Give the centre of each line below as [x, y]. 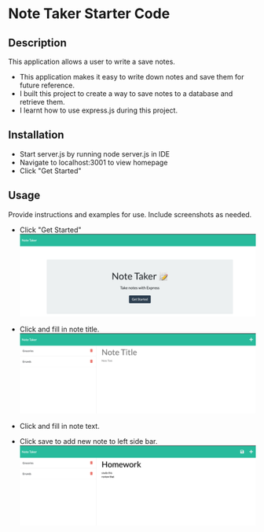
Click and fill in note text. [59, 427]
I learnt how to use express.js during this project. [99, 110]
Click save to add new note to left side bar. [88, 441]
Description [37, 43]
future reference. [47, 85]
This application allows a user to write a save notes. [92, 61]
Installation [36, 135]
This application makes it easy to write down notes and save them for [132, 77]
